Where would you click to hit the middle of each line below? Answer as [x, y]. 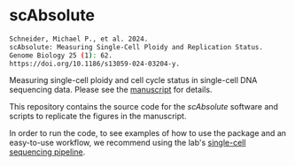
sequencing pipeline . [47, 152]
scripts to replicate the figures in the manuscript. [98, 117]
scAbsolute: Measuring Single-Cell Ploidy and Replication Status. [136, 47]
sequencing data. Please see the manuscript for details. [111, 90]
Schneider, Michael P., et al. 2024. [79, 39]
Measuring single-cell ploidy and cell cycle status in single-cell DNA [133, 80]
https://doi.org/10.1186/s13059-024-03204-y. [94, 64]
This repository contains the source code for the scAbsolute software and [144, 107]
